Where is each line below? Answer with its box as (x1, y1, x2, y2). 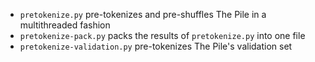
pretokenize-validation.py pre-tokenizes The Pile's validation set (19, 40, 293, 52)
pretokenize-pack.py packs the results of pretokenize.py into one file (19, 30, 306, 41)
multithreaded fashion (19, 19, 111, 31)
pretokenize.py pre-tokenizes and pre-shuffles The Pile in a (19, 9, 267, 20)
